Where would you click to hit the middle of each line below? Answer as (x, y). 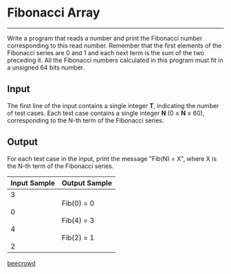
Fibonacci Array (54, 13)
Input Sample (33, 182)
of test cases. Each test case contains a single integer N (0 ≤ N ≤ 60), (106, 113)
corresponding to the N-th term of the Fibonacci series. (86, 120)
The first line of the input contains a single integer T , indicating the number (113, 105)
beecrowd (21, 263)
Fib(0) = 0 (78, 203)
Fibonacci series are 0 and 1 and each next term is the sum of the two (106, 52)
